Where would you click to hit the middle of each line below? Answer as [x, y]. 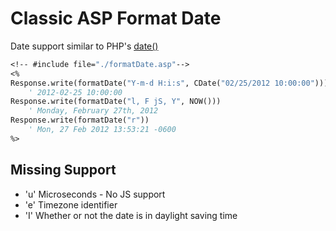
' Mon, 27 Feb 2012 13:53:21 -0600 [102, 130]
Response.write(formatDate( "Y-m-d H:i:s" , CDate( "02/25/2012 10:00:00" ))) [169, 83]
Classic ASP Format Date [116, 18]
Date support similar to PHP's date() [84, 46]
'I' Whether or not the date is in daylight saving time [131, 215]
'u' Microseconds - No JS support [95, 194]
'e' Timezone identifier [71, 204]
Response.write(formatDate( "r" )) [80, 120]
